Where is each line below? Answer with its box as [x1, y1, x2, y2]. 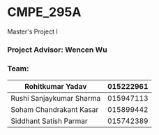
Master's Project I [7, 27, 58, 36]
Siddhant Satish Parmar [10, 116, 89, 126]
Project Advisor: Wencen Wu [7, 45, 107, 55]
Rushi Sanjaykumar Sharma [10, 94, 101, 104]
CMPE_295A [7, 4, 82, 20]
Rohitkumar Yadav [24, 82, 87, 92]
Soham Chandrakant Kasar [10, 105, 99, 115]
